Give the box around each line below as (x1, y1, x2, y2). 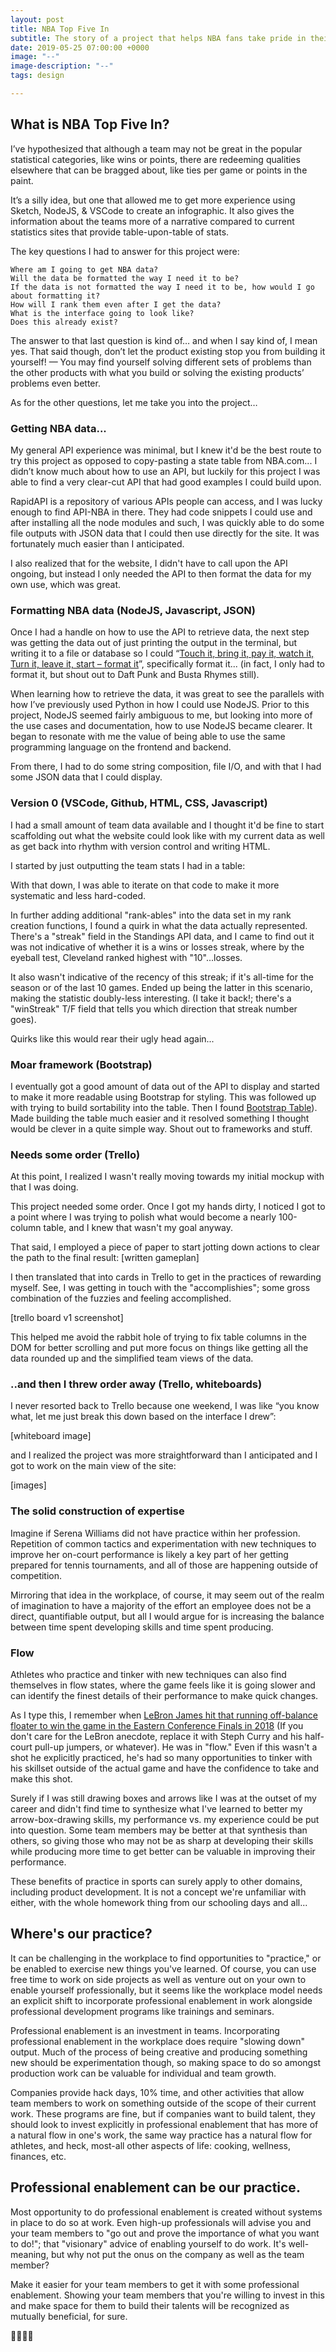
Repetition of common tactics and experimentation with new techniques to (10, 1537, 317, 1550)
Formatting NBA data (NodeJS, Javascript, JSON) (10, 603, 257, 617)
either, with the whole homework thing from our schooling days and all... (10, 1897, 308, 1909)
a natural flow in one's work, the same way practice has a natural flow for (10, 2129, 313, 2141)
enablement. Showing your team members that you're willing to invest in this (10, 2289, 325, 2301)
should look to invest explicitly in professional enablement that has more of (10, 2118, 319, 2130)
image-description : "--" (10, 61, 114, 71)
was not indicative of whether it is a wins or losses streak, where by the (10, 941, 305, 953)
